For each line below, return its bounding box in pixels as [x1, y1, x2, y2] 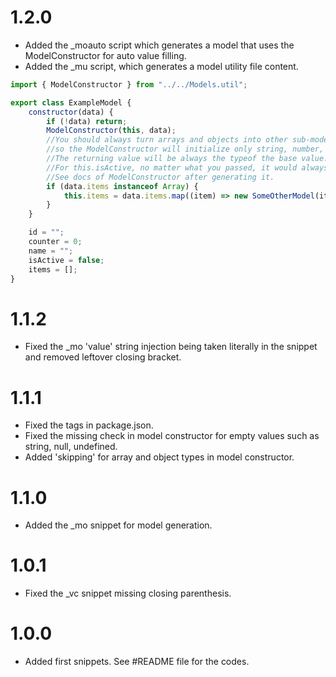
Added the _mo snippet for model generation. [24, 519, 213, 531]
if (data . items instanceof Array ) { [46, 181, 199, 191]
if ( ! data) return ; [46, 116, 128, 126]
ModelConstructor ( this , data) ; [46, 126, 177, 136]
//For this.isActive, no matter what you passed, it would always [46, 162, 329, 173]
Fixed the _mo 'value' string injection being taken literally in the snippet [24, 341, 318, 353]
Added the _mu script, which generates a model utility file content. [24, 60, 299, 72]
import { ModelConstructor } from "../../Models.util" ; [10, 79, 248, 90]
